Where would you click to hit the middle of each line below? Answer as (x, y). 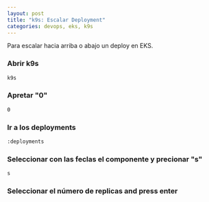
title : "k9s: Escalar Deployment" (57, 20)
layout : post (26, 13)
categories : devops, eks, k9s (50, 26)
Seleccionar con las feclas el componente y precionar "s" (105, 159)
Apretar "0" (27, 96)
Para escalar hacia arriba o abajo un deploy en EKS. (80, 46)
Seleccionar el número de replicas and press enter (93, 191)
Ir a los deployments (42, 127)
